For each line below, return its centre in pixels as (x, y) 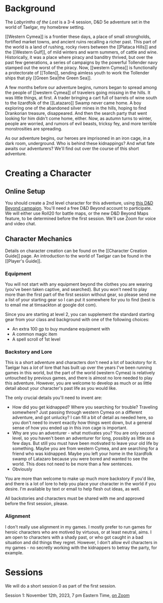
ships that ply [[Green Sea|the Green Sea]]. (48, 78)
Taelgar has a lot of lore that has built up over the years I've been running (79, 367)
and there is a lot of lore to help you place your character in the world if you (81, 484)
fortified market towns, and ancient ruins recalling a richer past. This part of (81, 41)
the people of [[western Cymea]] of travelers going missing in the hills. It (78, 92)
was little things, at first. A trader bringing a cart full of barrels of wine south (81, 97)
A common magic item (35, 334)
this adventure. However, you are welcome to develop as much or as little (79, 383)
